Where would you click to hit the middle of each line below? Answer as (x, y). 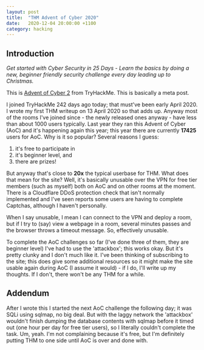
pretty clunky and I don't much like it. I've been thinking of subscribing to (98, 255)
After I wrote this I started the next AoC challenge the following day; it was (99, 308)
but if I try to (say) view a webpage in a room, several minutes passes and (99, 224)
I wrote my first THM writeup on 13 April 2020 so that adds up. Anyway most (102, 111)
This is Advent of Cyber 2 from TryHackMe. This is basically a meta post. (98, 93)
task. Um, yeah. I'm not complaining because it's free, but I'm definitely (95, 334)
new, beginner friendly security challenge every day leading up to (89, 75)
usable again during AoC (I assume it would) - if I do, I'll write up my (91, 268)
